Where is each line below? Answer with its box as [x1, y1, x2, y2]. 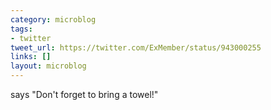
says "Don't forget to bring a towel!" [10, 89, 159, 100]
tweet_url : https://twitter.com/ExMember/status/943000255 [10, 42, 262, 53]
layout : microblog [10, 61, 87, 71]
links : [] [10, 52, 52, 62]
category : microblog [10, 14, 97, 25]
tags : [10, 24, 33, 34]
